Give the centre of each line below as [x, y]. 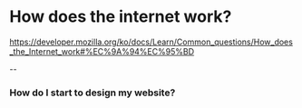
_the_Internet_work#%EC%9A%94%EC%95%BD [102, 51]
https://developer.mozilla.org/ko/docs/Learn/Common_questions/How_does [151, 42]
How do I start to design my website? [93, 93]
